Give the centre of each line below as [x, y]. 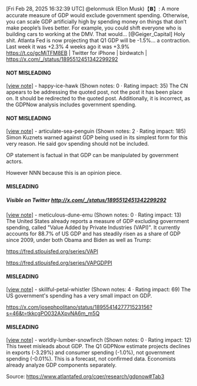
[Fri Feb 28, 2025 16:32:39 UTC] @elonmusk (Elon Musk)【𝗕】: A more [93, 9]
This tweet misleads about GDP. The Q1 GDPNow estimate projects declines [98, 346]
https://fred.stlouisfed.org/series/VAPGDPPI [59, 263]
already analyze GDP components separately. [61, 365]
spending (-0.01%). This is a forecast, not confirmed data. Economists [91, 359]
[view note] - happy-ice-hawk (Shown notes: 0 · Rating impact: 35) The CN [97, 86]
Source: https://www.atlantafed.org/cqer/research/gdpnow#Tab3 [85, 377]
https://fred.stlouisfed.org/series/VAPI [52, 251]
